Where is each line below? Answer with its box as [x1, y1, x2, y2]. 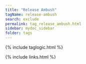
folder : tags [5, 30, 32, 35]
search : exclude [5, 16, 39, 21]
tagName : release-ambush [5, 12, 57, 17]
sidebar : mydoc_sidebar [5, 26, 55, 31]
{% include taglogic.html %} [5, 44, 63, 50]
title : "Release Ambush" [5, 7, 57, 12]
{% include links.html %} [5, 54, 56, 60]
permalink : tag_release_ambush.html [5, 21, 81, 26]
